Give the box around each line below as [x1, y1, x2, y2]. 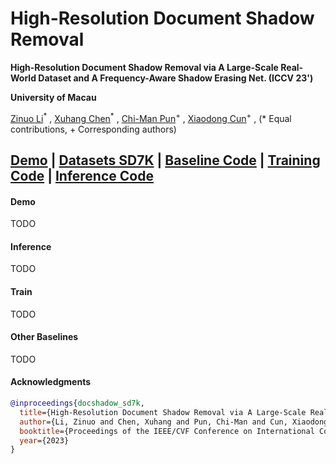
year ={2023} [19, 435, 70, 446]
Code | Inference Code [10, 167, 154, 184]
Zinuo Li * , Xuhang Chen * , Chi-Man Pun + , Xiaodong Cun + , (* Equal [10, 110, 292, 124]
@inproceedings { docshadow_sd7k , [10, 398, 145, 408]
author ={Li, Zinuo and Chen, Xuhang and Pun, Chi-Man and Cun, [19, 417, 288, 427]
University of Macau [10, 91, 97, 103]
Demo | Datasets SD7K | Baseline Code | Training [10, 152, 321, 169]
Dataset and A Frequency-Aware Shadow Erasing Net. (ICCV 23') [38, 72, 314, 84]
